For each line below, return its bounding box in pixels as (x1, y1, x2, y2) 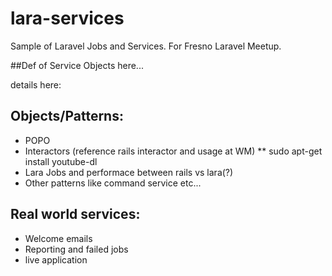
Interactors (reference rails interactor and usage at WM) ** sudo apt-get (24, 145, 323, 157)
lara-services (10, 7, 125, 30)
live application (24, 253, 88, 266)
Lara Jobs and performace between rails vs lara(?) (24, 166, 234, 178)
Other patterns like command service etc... (24, 177, 202, 189)
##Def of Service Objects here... (10, 59, 144, 71)
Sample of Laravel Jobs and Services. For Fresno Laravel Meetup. (10, 40, 282, 52)
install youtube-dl (24, 155, 98, 167)
